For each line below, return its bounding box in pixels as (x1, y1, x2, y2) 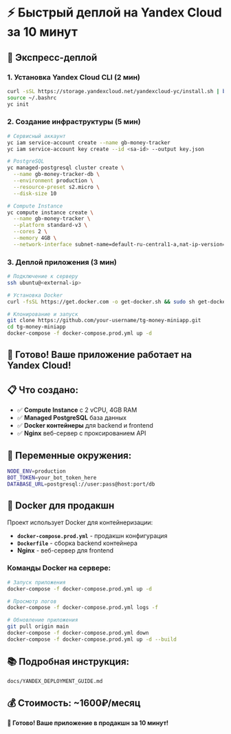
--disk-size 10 (13, 190, 57, 197)
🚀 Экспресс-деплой (7, 52, 98, 63)
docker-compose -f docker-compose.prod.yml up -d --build (7, 635, 177, 643)
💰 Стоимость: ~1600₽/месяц (7, 697, 141, 709)
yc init (7, 101, 30, 108)
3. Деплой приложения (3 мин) (7, 257, 117, 267)
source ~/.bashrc (7, 94, 57, 101)
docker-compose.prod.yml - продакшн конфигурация (16, 531, 168, 539)
